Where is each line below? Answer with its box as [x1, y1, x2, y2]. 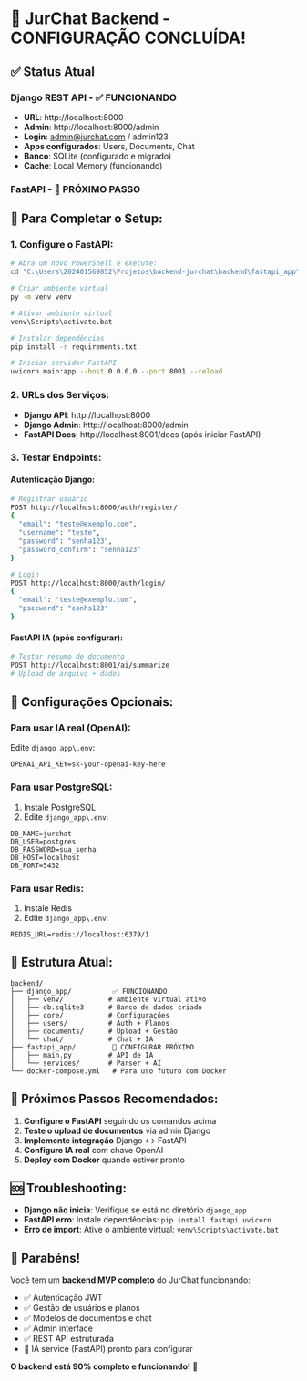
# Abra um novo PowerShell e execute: [10, 259, 158, 268]
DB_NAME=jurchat [10, 829, 72, 838]
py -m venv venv [10, 292, 72, 302]
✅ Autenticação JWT [23, 1293, 103, 1304]
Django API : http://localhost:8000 [23, 409, 151, 420]
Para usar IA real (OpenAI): [10, 721, 131, 734]
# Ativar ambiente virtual [10, 309, 113, 318]
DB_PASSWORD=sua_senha [10, 844, 97, 854]
